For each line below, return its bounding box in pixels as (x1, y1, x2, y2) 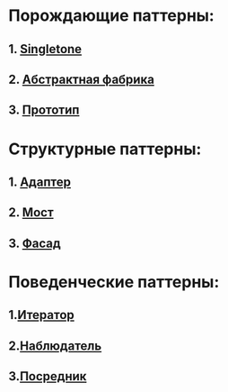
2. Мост (8, 205, 55, 221)
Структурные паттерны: (8, 139, 202, 159)
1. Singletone (8, 41, 83, 57)
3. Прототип (8, 103, 80, 118)
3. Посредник (8, 369, 87, 384)
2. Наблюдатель (8, 338, 102, 353)
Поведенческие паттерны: (8, 271, 220, 292)
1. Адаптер (8, 174, 71, 189)
